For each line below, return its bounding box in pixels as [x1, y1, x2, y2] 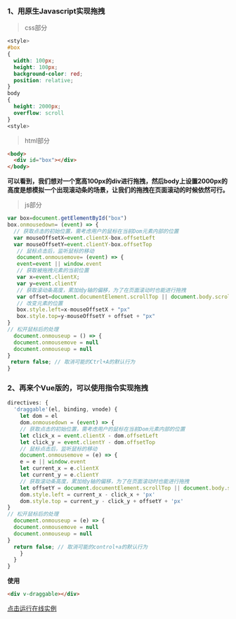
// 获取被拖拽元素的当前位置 [16, 267, 89, 274]
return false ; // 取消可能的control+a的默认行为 [13, 543, 148, 550]
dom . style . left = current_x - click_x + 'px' [20, 491, 156, 498]
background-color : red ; [13, 70, 83, 77]
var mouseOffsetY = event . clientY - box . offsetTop [13, 241, 152, 248]
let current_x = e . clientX [20, 465, 99, 472]
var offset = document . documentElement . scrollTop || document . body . [16, 293, 216, 300]
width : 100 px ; [13, 57, 55, 64]
